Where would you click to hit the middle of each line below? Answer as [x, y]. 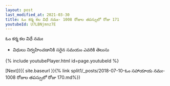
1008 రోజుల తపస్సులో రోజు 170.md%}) [43, 77]
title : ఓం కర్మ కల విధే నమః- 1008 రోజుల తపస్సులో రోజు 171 [62, 19]
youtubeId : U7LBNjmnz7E [31, 24]
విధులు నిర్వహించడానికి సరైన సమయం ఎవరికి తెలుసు [61, 50]
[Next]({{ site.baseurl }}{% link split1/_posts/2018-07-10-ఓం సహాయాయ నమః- [85, 71]
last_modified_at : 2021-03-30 [38, 15]
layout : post [19, 10]
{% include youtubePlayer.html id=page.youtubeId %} [62, 61]
